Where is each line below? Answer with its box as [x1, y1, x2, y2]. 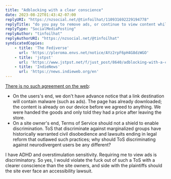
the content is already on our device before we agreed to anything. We [12, 104, 161, 110]
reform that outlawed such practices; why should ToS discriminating [12, 136, 156, 142]
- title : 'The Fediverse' [14, 45, 70, 50]
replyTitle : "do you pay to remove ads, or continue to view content [5, 21, 156, 27]
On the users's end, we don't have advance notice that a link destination [12, 93, 164, 99]
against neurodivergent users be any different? [12, 142, 111, 148]
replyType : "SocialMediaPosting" [5, 27, 76, 32]
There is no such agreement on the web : [5, 83, 91, 89]
